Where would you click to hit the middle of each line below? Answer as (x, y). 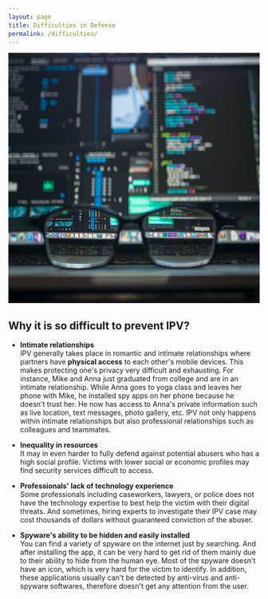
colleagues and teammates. (65, 430)
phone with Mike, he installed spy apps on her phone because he (127, 396)
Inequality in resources (59, 445)
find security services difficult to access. (87, 471)
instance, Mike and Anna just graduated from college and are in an (129, 379)
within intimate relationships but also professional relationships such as (136, 421)
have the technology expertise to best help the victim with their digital (134, 503)
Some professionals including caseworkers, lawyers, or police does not (137, 495)
